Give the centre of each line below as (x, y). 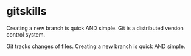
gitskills (26, 11)
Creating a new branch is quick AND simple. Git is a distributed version (95, 28)
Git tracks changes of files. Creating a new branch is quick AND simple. (96, 46)
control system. (26, 34)
